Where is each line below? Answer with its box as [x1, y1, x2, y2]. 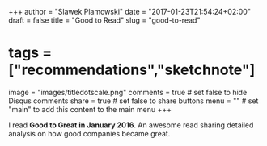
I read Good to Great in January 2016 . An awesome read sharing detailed [8, 120, 254, 130]
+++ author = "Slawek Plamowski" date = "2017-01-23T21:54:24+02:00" [8, 7, 251, 16]
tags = [8, 44, 53, 62]
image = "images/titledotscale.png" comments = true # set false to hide [8, 87, 248, 97]
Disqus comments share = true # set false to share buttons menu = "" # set [8, 96, 259, 106]
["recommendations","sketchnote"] [8, 60, 256, 79]
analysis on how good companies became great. [8, 128, 171, 138]
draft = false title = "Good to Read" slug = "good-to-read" [8, 15, 201, 25]
